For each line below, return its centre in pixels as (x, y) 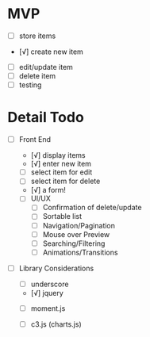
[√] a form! (48, 190)
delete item (37, 76)
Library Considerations (56, 268)
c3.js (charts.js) (56, 324)
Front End (35, 140)
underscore (50, 284)
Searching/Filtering (74, 243)
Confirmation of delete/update (92, 208)
